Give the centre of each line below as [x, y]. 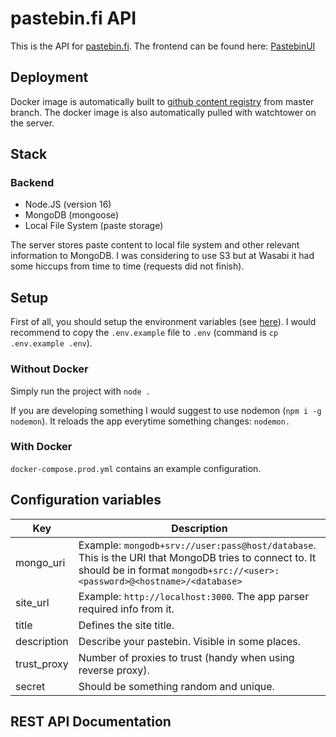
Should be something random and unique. [176, 686]
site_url [32, 602]
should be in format [124, 570]
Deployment [49, 77]
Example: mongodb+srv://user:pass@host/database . [197, 545]
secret [30, 686]
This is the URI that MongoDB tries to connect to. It [197, 557]
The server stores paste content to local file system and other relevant [155, 245]
